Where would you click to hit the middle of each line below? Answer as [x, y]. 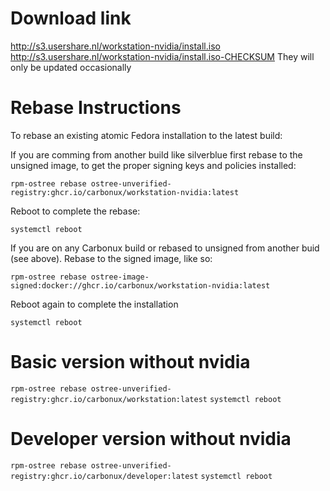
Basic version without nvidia [130, 362]
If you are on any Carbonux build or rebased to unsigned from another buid [165, 248]
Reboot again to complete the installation [94, 304]
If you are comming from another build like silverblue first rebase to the [156, 154]
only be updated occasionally [71, 67]
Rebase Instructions [96, 108]
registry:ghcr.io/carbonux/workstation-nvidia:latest [125, 192]
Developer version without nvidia [151, 439]
